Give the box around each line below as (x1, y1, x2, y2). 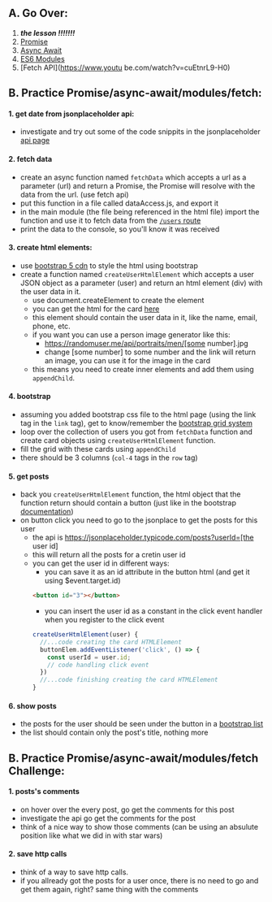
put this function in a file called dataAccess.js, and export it (19, 198, 219, 208)
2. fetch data (8, 154, 53, 163)
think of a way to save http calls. (19, 867, 128, 877)
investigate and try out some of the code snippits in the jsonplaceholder (19, 127, 261, 137)
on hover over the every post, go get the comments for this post (19, 804, 235, 814)
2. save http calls (8, 849, 67, 859)
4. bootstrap (8, 392, 51, 401)
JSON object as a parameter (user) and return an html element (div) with (19, 278, 263, 288)
